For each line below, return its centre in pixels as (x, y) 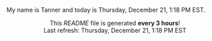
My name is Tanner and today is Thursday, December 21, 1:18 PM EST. (106, 10)
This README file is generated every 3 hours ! (115, 23)
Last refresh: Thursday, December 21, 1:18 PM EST (115, 30)
